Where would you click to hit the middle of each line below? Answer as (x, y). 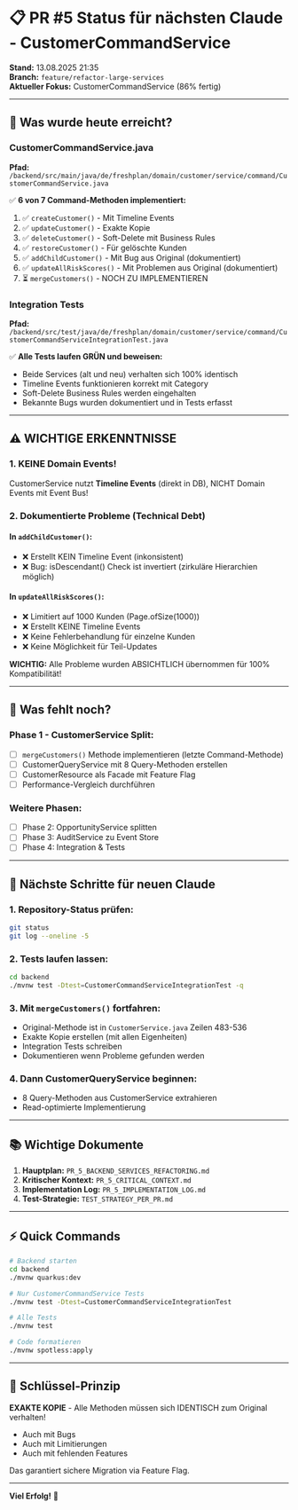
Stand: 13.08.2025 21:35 (54, 67)
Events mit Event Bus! (49, 492)
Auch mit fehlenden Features (75, 1453)
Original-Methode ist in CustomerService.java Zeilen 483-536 (134, 1027)
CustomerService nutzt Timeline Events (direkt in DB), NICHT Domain (137, 483)
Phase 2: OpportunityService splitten (90, 828)
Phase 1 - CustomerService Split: (82, 735)
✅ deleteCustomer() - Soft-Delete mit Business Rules (118, 238)
